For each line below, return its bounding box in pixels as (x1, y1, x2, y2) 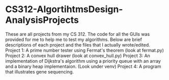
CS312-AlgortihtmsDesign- (5, 4, 123, 15)
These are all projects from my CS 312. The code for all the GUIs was (5, 31, 150, 37)
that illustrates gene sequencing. (5, 68, 74, 74)
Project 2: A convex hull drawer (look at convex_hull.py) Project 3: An (5, 52, 150, 59)
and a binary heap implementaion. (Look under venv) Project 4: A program (5, 63, 161, 69)
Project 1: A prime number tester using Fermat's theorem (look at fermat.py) (5, 47, 164, 53)
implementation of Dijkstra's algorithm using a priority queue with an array (5, 58, 161, 64)
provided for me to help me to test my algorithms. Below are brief (5, 36, 143, 43)
